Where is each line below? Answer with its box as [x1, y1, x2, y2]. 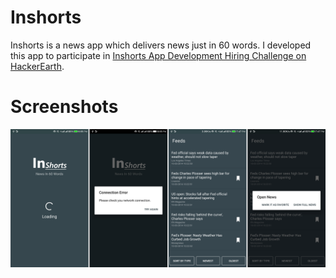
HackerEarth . [10, 60, 65, 72]
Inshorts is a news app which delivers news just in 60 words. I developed [10, 39, 312, 51]
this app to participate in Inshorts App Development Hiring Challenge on [10, 49, 307, 61]
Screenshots [10, 96, 119, 118]
